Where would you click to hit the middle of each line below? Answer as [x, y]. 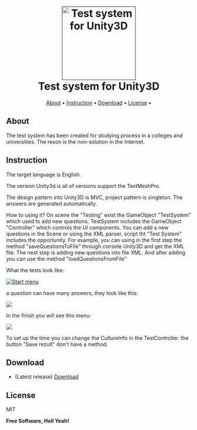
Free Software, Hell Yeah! [38, 421]
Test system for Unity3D [99, 86]
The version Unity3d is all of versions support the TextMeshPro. [83, 186]
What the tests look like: [35, 270]
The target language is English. [44, 174]
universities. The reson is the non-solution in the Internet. [76, 141]
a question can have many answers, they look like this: [72, 293]
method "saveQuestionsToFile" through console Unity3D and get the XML [95, 246]
